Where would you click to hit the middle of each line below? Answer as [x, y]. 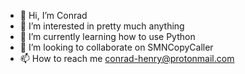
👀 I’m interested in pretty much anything [102, 26]
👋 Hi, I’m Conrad [53, 15]
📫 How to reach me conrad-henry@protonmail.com [127, 58]
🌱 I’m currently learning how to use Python [107, 36]
